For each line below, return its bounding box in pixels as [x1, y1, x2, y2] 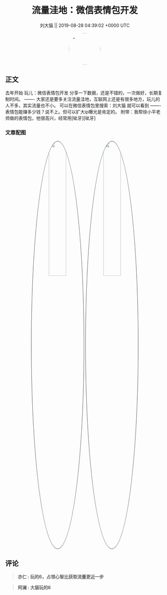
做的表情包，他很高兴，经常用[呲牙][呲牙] [9, 115, 96, 121]
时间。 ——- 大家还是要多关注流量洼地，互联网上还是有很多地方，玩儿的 [9, 96, 160, 102]
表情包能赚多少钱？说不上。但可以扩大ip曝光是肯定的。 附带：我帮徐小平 [5, 108, 156, 114]
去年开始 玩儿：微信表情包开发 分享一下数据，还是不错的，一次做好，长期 [5, 90, 158, 96]
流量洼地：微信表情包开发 [31, 5, 138, 16]
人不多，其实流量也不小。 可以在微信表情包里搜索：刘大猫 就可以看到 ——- [5, 102, 161, 108]
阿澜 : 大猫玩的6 [17, 584, 51, 590]
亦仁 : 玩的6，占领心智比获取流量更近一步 [17, 573, 104, 580]
